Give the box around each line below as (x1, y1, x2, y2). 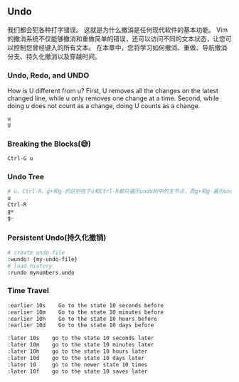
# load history (7, 262, 53, 270)
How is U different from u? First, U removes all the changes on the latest (7, 87, 219, 95)
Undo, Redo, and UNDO (7, 70, 90, 80)
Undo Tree (7, 171, 45, 181)
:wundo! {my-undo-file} (7, 255, 78, 262)
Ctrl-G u (7, 155, 33, 162)
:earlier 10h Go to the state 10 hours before (7, 315, 158, 322)
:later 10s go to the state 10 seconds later (7, 334, 154, 342)
